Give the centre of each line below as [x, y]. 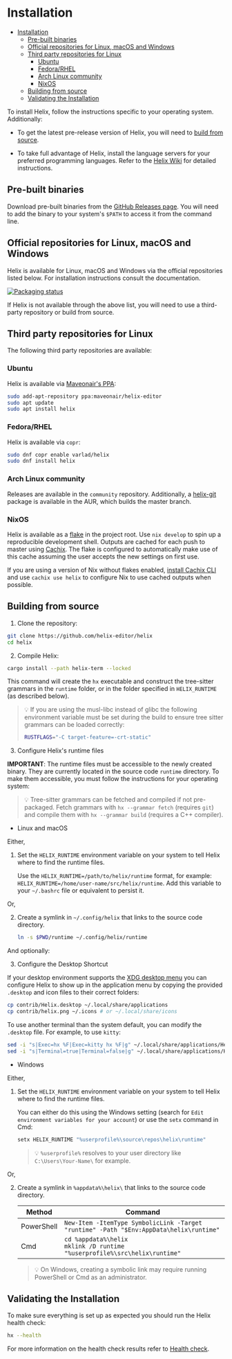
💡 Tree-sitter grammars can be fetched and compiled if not [108, 800]
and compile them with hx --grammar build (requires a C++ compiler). [124, 815]
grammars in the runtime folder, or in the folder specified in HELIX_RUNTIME [112, 689]
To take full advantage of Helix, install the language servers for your [114, 153]
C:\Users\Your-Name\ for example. [83, 1160]
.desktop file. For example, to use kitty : [64, 1032]
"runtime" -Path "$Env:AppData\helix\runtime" [142, 1229]
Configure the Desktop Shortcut [62, 964]
